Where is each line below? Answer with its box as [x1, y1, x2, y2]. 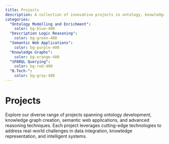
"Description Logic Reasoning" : [10, 31, 78, 36]
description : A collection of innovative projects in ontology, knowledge [5, 12, 165, 17]
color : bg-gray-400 [14, 73, 55, 78]
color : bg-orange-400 [14, 54, 59, 60]
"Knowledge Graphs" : [10, 50, 53, 55]
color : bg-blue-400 [14, 26, 55, 31]
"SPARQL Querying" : [10, 59, 51, 64]
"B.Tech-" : [10, 69, 33, 74]
